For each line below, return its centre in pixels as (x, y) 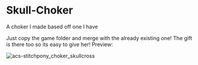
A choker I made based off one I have (52, 27)
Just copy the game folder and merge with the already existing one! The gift (99, 38)
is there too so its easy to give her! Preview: (59, 44)
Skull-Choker (40, 10)
